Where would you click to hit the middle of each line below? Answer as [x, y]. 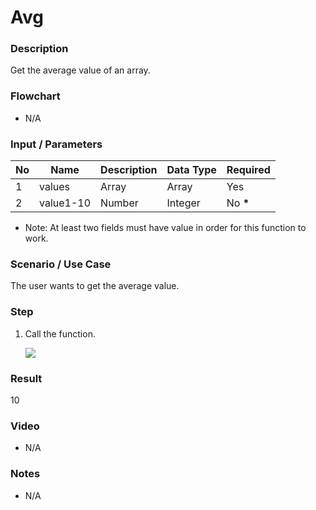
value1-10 [65, 203]
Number [119, 203]
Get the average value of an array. [80, 70]
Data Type [191, 170]
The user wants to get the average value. [95, 286]
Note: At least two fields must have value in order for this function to [165, 228]
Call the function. [60, 333]
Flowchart [35, 96]
